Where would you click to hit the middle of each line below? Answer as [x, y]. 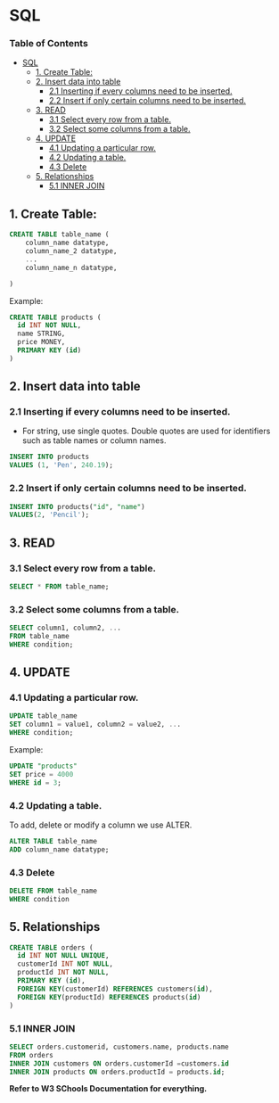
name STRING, [41, 334]
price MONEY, [41, 342]
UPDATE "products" [43, 766]
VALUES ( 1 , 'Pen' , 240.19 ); [62, 465]
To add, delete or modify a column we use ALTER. [101, 825]
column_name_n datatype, [71, 268]
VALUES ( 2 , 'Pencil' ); [49, 515]
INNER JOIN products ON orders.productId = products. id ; [117, 1072]
